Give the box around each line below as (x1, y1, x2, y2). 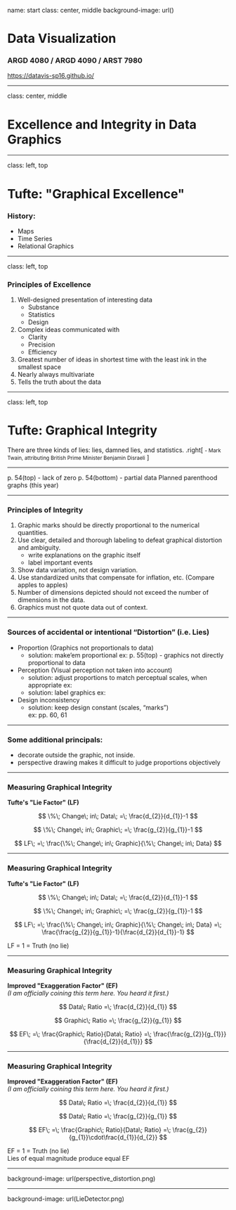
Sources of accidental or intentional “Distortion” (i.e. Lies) (7, 627, 210, 637)
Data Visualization (7, 31, 117, 46)
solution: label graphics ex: (27, 688, 106, 697)
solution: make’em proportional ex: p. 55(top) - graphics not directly (27, 650, 224, 659)
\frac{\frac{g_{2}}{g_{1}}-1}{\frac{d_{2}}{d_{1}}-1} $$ (41, 927, 195, 936)
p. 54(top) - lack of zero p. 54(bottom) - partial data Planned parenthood (7, 474, 218, 482)
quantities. (17, 529, 48, 537)
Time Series (17, 234, 53, 243)
